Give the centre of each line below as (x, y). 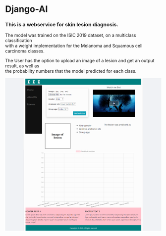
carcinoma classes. (25, 51)
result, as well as (22, 66)
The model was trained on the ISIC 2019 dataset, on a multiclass (71, 35)
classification (19, 41)
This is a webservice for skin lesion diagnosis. (62, 25)
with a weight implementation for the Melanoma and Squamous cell (74, 46)
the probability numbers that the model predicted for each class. (71, 71)
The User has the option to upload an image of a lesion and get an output (80, 61)
